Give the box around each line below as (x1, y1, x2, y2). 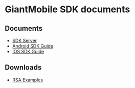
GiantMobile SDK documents (5, 4, 130, 15)
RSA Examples (12, 77, 43, 83)
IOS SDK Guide (12, 49, 44, 54)
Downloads (5, 63, 42, 72)
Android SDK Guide (12, 43, 53, 49)
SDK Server (12, 37, 37, 43)
